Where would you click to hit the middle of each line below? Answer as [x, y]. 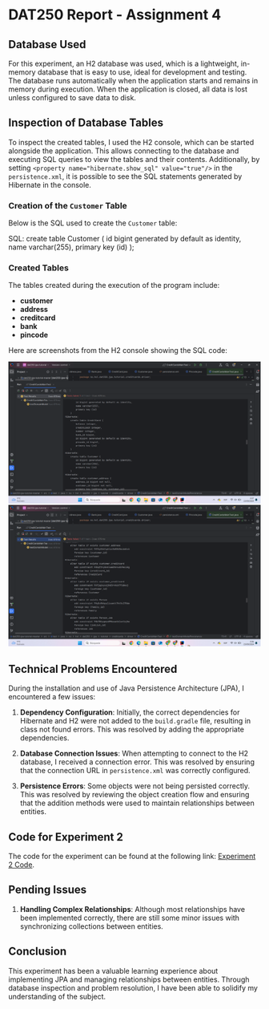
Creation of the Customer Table [68, 205]
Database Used [47, 45]
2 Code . [21, 865]
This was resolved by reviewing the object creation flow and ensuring [134, 795]
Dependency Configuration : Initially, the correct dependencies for [130, 712]
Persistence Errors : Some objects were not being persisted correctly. [135, 786]
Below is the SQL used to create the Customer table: [93, 223]
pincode [34, 335]
